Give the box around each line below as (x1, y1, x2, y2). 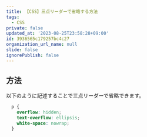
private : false (6, 25, 44, 31)
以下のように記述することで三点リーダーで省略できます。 (6, 92, 145, 99)
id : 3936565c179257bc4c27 (6, 36, 69, 42)
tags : (6, 14, 19, 20)
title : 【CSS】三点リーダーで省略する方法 (6, 8, 98, 15)
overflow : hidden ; (16, 109, 62, 115)
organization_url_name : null (6, 42, 78, 48)
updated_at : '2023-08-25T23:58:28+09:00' (6, 31, 109, 36)
